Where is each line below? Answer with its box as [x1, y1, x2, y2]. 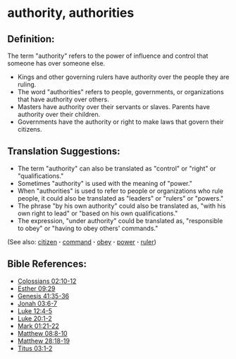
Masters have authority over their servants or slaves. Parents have [17, 103, 210, 111]
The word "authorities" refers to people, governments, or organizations [17, 88, 224, 96]
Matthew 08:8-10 [17, 329, 68, 337]
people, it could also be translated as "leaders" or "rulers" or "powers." [17, 194, 224, 202]
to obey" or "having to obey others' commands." [17, 224, 159, 232]
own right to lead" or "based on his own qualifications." [17, 209, 178, 218]
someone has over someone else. [7, 59, 106, 68]
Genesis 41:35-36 [17, 291, 70, 300]
